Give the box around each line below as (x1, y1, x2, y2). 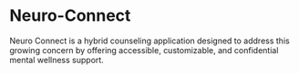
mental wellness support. (9, 54, 105, 65)
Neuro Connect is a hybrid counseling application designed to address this (9, 35, 290, 46)
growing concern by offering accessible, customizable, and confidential (9, 44, 279, 55)
